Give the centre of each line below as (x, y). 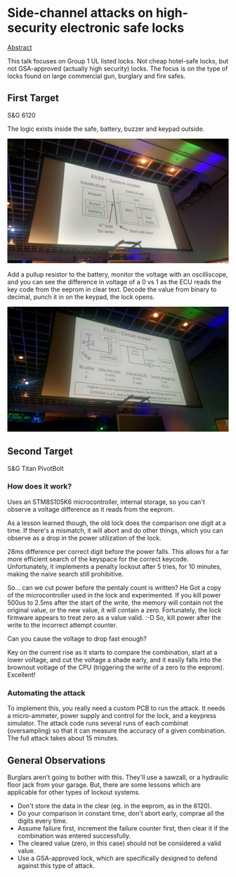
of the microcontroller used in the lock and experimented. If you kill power (114, 595)
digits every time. (42, 821)
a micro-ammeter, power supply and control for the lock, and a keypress (112, 716)
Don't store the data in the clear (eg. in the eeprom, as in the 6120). (114, 806)
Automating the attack (46, 693)
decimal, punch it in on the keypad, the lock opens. (81, 297)
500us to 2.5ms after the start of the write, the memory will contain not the (115, 602)
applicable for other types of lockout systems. (74, 792)
